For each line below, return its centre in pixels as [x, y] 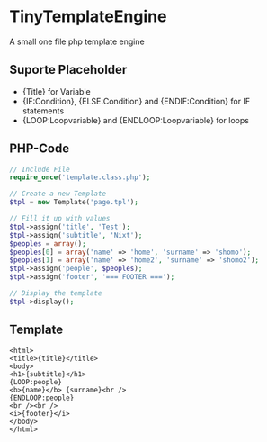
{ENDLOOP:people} [42, 398]
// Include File [40, 169]
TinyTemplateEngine [88, 17]
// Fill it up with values [60, 219]
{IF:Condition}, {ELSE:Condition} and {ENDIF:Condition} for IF [136, 101]
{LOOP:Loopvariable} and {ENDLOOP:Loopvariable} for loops [136, 120]
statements [43, 111]
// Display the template [56, 293]
